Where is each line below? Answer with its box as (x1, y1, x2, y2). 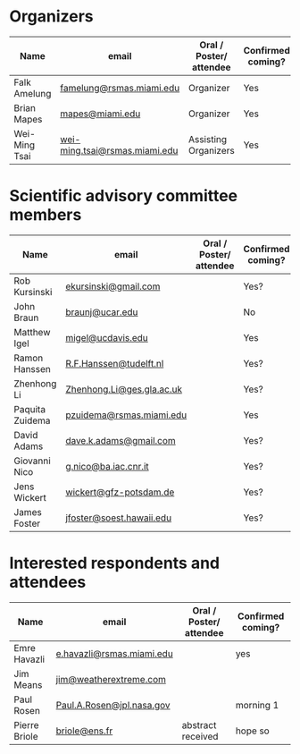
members (9, 205, 82, 225)
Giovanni (13, 454, 51, 467)
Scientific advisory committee (9, 186, 238, 207)
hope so (235, 724, 270, 737)
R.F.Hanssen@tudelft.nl (65, 357, 164, 369)
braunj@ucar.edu (65, 306, 138, 318)
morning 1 (235, 699, 279, 711)
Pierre (13, 718, 39, 731)
